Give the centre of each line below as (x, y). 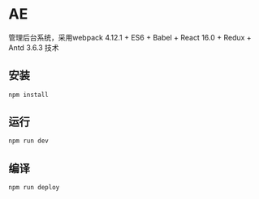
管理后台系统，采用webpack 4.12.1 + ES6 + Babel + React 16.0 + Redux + (130, 37)
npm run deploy (34, 188)
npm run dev (28, 141)
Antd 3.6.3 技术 (34, 47)
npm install (28, 95)
